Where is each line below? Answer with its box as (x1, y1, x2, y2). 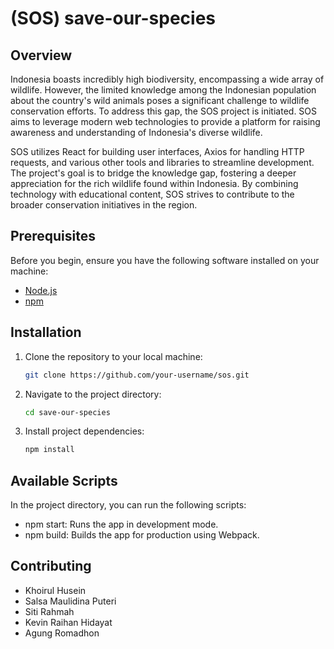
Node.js (24, 284, 58, 296)
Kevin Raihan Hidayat (24, 616, 113, 628)
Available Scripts (10, 472, 118, 489)
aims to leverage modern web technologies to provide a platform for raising (10, 116, 321, 127)
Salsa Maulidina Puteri (24, 595, 117, 607)
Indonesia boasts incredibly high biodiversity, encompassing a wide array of (10, 73, 325, 85)
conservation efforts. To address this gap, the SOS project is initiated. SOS (10, 105, 318, 117)
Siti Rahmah (24, 605, 75, 617)
